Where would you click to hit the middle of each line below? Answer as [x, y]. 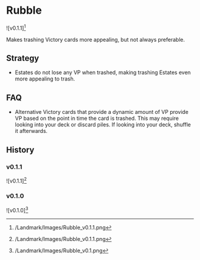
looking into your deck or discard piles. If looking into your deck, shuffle [103, 125]
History [20, 150]
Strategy [23, 58]
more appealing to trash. [45, 79]
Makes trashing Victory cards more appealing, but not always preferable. [96, 39]
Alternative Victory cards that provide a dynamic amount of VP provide [101, 112]
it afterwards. [31, 131]
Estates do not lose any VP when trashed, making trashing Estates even [103, 73]
